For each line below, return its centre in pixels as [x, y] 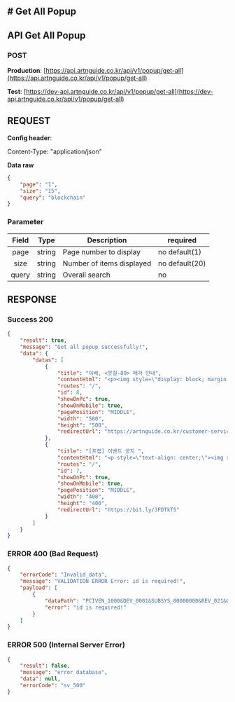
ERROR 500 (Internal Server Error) [66, 645]
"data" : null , [40, 679]
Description [107, 240]
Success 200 [30, 319]
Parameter [26, 222]
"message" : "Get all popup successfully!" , [84, 347]
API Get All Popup [47, 35]
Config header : [30, 138]
